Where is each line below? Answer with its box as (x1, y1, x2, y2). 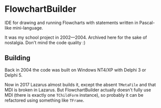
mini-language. (12, 25, 44, 30)
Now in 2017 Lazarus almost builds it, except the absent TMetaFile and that (4, 81, 156, 87)
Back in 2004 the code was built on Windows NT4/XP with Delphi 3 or (4, 67, 146, 73)
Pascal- (139, 20, 155, 26)
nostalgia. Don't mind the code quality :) (4, 39, 85, 45)
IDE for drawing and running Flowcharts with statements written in (4, 20, 138, 26)
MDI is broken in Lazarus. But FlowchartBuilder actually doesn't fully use (4, 87, 151, 93)
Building (4, 54, 30, 62)
